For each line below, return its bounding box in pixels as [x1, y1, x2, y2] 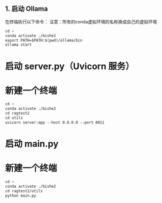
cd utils [5, 116, 23, 121]
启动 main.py [5, 138, 59, 149]
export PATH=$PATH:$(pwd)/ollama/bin [5, 38, 83, 43]
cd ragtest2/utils [5, 188, 43, 194]
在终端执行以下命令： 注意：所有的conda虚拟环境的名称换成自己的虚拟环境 [5, 19, 158, 25]
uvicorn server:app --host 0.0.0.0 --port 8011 [5, 120, 105, 125]
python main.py [5, 193, 36, 198]
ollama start [5, 42, 32, 47]
